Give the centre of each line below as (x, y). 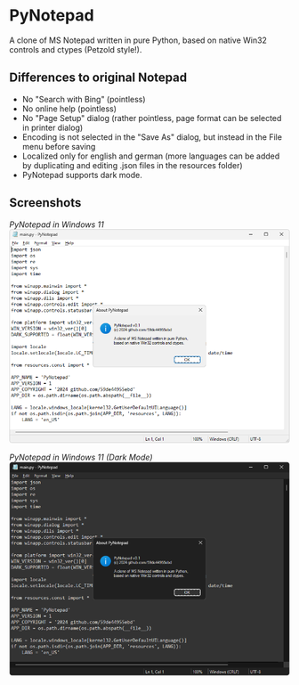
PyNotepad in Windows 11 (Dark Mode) (81, 457)
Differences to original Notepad (98, 78)
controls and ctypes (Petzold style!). (76, 49)
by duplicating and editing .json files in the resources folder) (132, 165)
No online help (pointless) (69, 109)
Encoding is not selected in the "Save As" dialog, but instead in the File (152, 137)
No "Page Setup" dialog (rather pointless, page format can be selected (152, 118)
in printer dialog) (53, 127)
